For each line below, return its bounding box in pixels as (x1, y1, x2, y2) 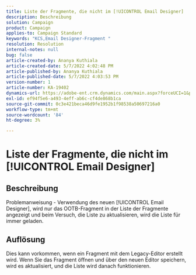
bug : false (6, 52, 33, 58)
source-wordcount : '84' (6, 112, 64, 118)
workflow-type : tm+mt (6, 106, 59, 112)
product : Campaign (6, 25, 51, 31)
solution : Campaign (6, 19, 54, 25)
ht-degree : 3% (6, 118, 41, 123)
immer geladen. (6, 218, 44, 225)
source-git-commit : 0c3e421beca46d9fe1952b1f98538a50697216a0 (6, 101, 160, 107)
